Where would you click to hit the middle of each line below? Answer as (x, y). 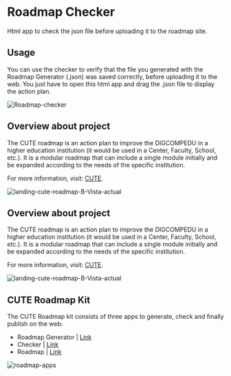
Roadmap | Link (39, 352)
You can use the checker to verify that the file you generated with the (106, 69)
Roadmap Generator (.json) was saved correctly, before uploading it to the (112, 76)
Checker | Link (38, 344)
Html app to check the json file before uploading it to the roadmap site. (107, 31)
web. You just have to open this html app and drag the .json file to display (111, 84)
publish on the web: (35, 324)
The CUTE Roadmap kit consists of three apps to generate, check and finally (115, 317)
